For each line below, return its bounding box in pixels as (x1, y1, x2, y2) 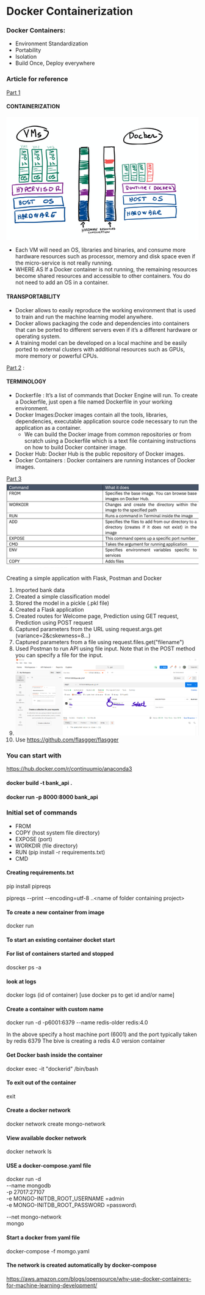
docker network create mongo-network (6, 1120, 106, 1128)
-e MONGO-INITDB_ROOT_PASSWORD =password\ (6, 1201, 137, 1209)
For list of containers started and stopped (6, 950, 114, 958)
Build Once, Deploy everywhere (15, 59, 95, 67)
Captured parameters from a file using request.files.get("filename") (15, 638, 184, 645)
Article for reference (6, 75, 68, 83)
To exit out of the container (6, 1079, 76, 1086)
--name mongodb (6, 1182, 51, 1189)
